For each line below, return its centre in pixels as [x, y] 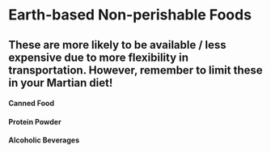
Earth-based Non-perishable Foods [130, 15]
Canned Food [32, 104]
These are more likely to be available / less [117, 45]
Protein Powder [35, 121]
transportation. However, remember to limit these [135, 70]
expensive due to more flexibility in [98, 57]
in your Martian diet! [61, 83]
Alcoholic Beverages [44, 140]
